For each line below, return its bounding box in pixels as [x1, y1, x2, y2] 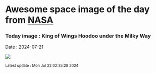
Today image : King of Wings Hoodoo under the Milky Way [5, 32, 151, 40]
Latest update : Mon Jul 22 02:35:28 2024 [5, 63, 79, 68]
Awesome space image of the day [5, 4, 150, 15]
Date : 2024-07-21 [5, 44, 44, 50]
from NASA [5, 14, 54, 26]
